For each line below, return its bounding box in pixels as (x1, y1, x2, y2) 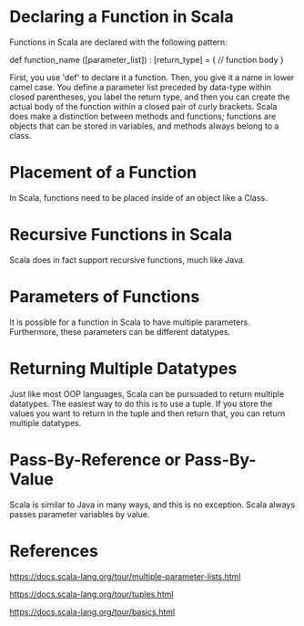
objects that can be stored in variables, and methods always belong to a (9, 120, 279, 131)
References (9, 540, 98, 561)
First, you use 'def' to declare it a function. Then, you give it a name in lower (9, 71, 295, 83)
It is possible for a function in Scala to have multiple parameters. (9, 317, 250, 328)
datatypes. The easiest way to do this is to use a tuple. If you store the (9, 398, 273, 409)
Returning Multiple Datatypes (9, 358, 238, 379)
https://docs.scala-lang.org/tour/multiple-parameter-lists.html (9, 570, 241, 581)
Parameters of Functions (9, 287, 200, 307)
